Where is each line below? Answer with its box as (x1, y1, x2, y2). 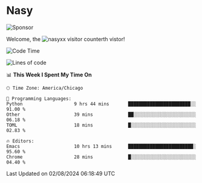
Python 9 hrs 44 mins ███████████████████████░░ (6, 101, 197, 107)
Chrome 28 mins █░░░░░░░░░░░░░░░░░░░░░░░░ (6, 154, 197, 160)
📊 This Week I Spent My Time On (6, 71, 92, 78)
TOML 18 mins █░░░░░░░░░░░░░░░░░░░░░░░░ (6, 122, 197, 128)
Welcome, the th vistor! (6, 35, 125, 42)
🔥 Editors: (6, 138, 34, 144)
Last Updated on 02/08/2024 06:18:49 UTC (6, 170, 116, 177)
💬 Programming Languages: (6, 95, 71, 102)
